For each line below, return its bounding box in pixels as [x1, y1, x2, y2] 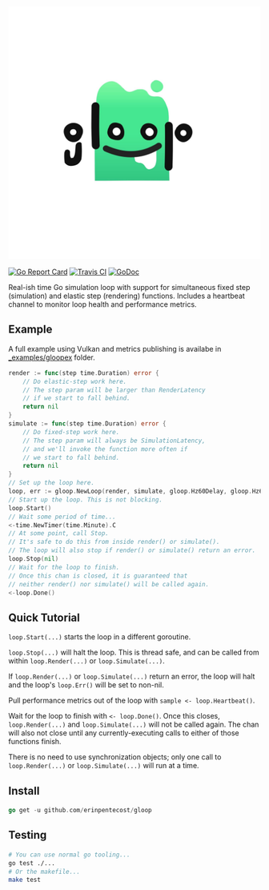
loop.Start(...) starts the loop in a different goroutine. [8, 632, 191, 642]
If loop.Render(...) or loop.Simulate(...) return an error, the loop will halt [8, 671, 255, 682]
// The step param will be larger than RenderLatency [22, 386, 206, 394]
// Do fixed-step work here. [22, 428, 120, 436]
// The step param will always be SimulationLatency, [22, 437, 206, 445]
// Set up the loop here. [8, 479, 94, 487]
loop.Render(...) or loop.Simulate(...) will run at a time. [8, 761, 199, 771]
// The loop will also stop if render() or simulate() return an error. [8, 546, 256, 554]
